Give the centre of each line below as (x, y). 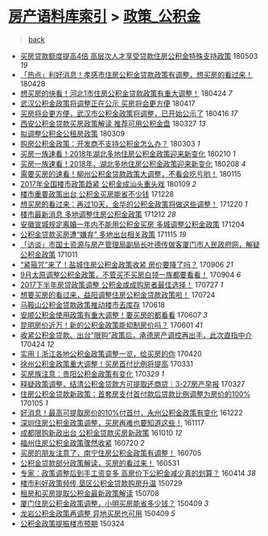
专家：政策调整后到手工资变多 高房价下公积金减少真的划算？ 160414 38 (138, 473)
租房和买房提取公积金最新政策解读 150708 (89, 493)
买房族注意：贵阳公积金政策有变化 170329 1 (92, 374)
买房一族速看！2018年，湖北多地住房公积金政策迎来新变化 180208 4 (133, 164)
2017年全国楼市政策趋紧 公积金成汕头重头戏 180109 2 (108, 184)
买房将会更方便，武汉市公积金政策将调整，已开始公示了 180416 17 (129, 113)
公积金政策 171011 (49, 254)
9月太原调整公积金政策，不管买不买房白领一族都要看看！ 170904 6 (130, 274)
